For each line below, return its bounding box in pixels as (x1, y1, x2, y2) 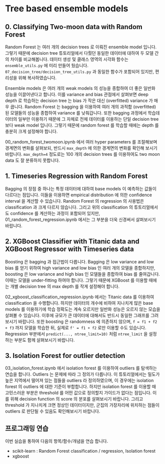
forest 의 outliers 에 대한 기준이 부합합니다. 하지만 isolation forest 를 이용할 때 (5, 384, 156, 390)
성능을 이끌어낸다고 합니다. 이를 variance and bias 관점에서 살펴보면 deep (5, 92, 149, 97)
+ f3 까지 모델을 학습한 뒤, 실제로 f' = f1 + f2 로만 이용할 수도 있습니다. (5, 324, 147, 330)
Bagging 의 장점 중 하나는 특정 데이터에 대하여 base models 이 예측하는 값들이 (5, 185, 157, 191)
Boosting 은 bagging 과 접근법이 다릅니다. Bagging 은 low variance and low (5, 258, 154, 264)
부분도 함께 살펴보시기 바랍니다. (14, 337, 75, 343)
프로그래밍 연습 (5, 424, 49, 432)
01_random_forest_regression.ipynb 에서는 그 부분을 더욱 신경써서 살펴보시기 (5, 216, 156, 222)
